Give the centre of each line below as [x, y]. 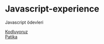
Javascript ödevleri [24, 22]
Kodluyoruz [17, 31]
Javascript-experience [52, 9]
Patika [11, 37]
